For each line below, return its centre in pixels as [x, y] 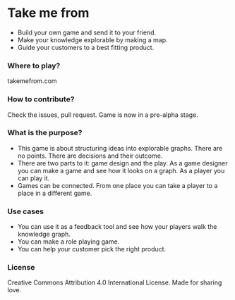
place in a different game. [55, 193]
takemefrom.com [32, 81]
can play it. [34, 178]
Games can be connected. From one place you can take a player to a [117, 185]
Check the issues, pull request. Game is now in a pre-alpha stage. [103, 115]
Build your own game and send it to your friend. [87, 32]
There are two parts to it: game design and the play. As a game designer [122, 163]
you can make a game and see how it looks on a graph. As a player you [121, 170]
